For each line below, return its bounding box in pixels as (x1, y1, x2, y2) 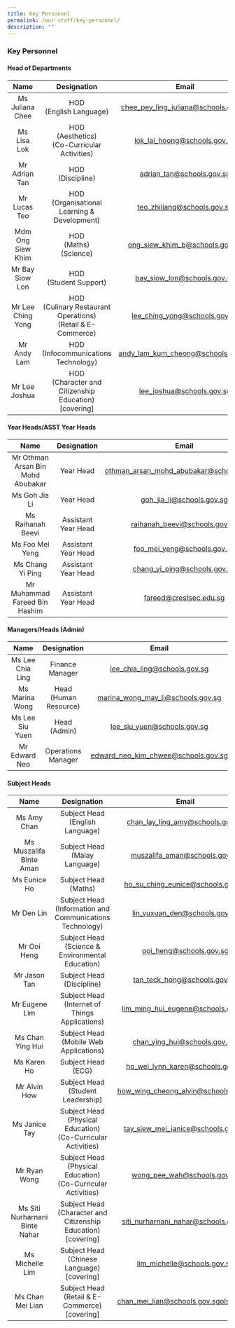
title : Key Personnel (7, 10, 71, 18)
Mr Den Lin (11, 908, 48, 918)
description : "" (7, 23, 55, 30)
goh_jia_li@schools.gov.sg (141, 495, 229, 505)
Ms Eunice (12, 875, 47, 885)
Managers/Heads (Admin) (7, 625, 85, 634)
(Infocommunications (41, 348, 112, 358)
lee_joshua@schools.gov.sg (138, 386, 232, 396)
